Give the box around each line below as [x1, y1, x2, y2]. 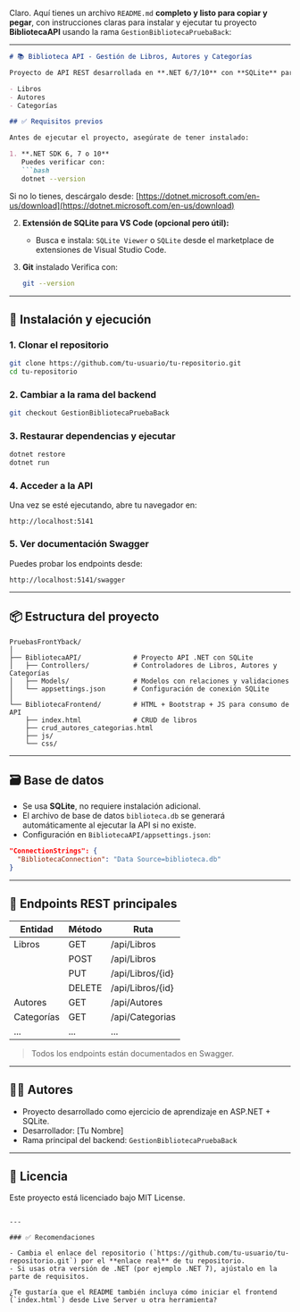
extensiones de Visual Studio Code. [35, 244, 167, 255]
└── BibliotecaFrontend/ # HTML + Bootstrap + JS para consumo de [9, 700, 290, 709]
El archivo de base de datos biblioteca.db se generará [21, 811, 225, 821]
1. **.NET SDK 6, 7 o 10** [9, 149, 110, 159]
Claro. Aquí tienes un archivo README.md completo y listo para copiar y [9, 8, 268, 18]
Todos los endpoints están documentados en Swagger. [30, 1047, 235, 1058]
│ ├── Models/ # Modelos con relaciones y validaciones [9, 677, 290, 685]
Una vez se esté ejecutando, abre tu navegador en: [9, 500, 198, 510]
